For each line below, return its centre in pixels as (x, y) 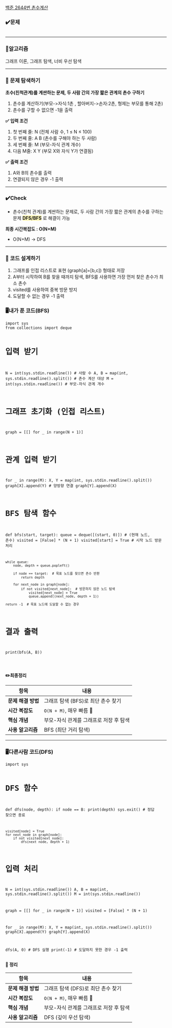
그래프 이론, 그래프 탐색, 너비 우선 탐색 (44, 61)
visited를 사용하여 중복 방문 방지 (45, 290)
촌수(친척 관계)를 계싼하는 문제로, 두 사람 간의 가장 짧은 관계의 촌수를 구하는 (88, 212)
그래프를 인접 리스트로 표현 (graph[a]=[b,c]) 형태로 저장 (69, 271)
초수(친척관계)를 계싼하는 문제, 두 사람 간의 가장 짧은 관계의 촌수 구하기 (75, 92)
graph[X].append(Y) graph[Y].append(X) (48, 932)
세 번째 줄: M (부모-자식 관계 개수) (47, 144)
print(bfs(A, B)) (24, 652)
